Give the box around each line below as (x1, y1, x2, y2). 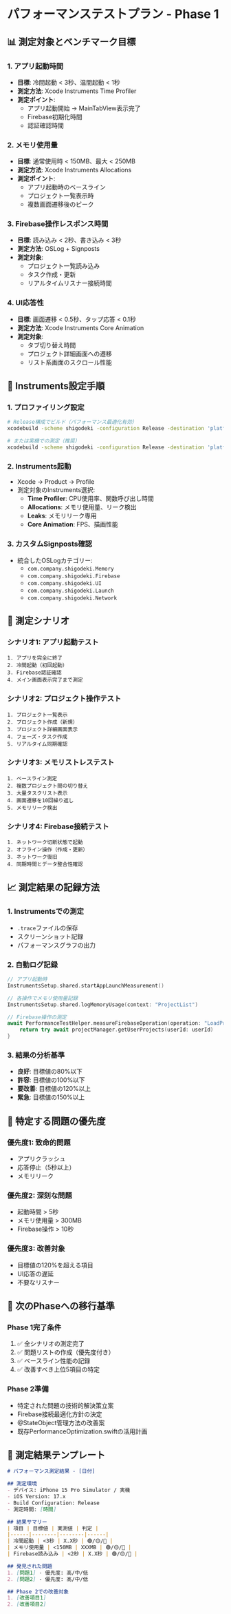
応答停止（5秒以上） (16, 1163, 76, 1172)
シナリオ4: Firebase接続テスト (7, 821, 109, 831)
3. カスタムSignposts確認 (7, 539, 93, 549)
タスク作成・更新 (27, 270, 76, 279)
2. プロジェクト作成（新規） (7, 718, 78, 726)
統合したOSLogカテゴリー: (16, 556, 93, 564)
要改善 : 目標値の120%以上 (16, 1085, 91, 1093)
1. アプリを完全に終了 (7, 655, 63, 662)
